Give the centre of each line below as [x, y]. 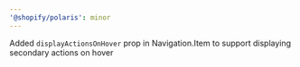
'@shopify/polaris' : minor [60, 17]
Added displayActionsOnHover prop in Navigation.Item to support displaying [150, 43]
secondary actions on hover [61, 52]
